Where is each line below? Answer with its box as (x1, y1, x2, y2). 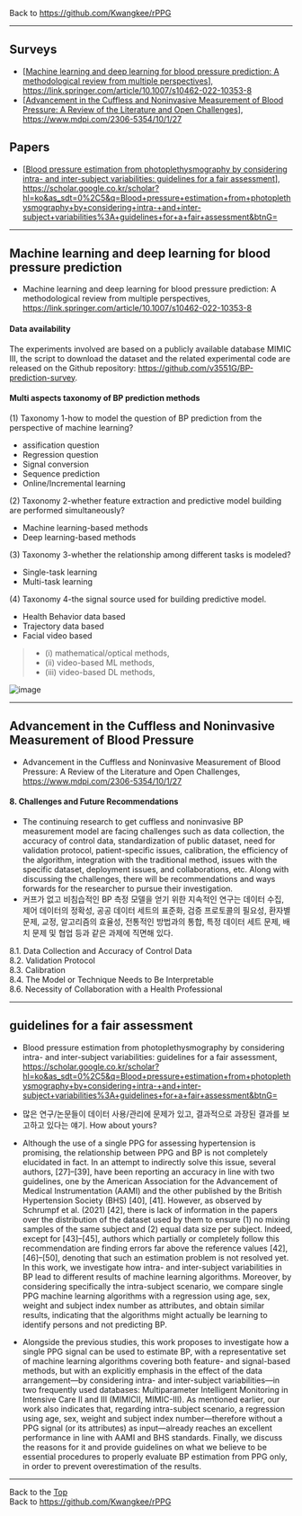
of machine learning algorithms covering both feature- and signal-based (22, 1355, 290, 1366)
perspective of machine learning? (9, 422, 134, 433)
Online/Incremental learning (22, 477, 126, 488)
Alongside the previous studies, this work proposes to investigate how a (22, 1336, 289, 1347)
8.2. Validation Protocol (9, 955, 96, 966)
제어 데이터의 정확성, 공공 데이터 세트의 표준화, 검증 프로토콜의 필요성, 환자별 (22, 905, 291, 915)
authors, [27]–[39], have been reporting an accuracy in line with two (22, 1166, 275, 1177)
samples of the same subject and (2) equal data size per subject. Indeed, (22, 1223, 293, 1235)
